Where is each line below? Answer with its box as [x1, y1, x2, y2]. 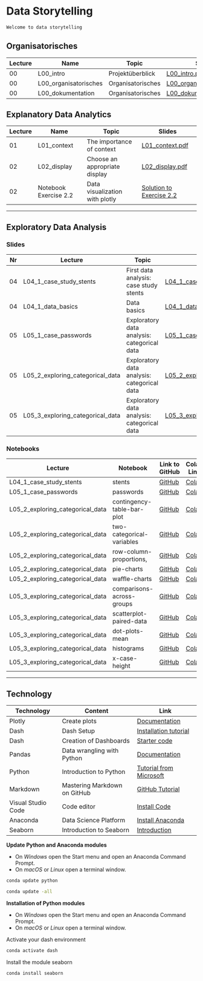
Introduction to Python [62, 767, 126, 776]
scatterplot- [112, 609, 147, 618]
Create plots [62, 717, 97, 726]
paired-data [112, 617, 147, 626]
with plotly [86, 195, 117, 203]
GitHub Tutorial [137, 785, 180, 793]
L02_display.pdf [141, 162, 187, 171]
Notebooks [6, 445, 40, 453]
